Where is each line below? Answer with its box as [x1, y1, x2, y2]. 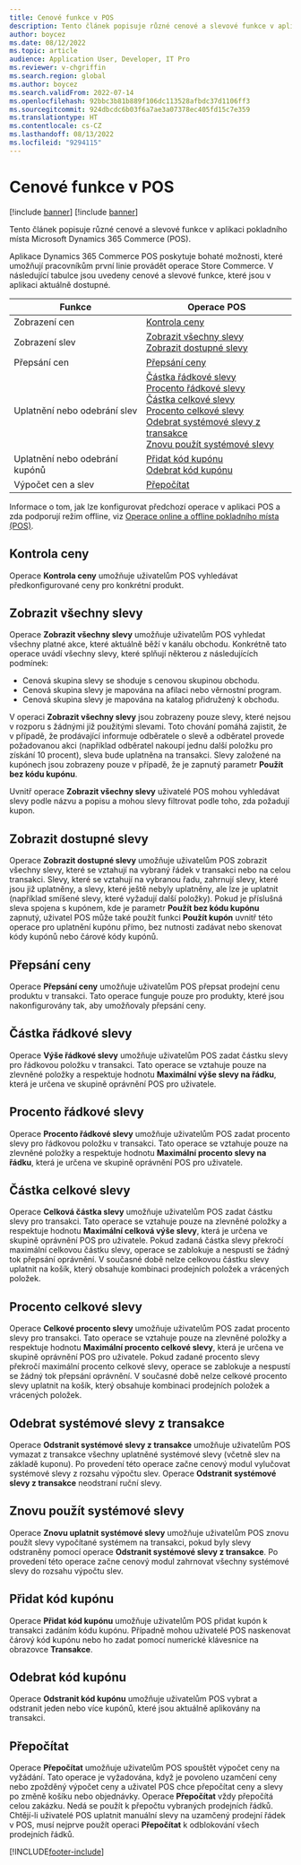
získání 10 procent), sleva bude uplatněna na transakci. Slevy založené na [9, 750, 281, 760]
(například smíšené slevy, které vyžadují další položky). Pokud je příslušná [9, 893, 283, 904]
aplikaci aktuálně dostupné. [9, 279, 111, 290]
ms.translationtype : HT [9, 113, 99, 122]
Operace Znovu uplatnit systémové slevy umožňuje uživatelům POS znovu [9, 1527, 289, 1538]
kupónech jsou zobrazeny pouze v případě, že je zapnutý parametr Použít [9, 759, 284, 770]
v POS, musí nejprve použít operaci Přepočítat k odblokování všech [9, 1819, 260, 1830]
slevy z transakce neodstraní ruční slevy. [9, 1478, 163, 1488]
